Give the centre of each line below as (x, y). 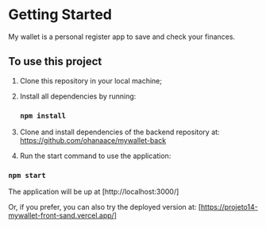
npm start (27, 175)
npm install (42, 116)
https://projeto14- (229, 207)
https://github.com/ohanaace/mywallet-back (93, 141)
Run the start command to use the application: (95, 156)
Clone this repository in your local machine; (91, 80)
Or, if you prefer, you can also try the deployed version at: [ (105, 207)
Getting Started (60, 15)
